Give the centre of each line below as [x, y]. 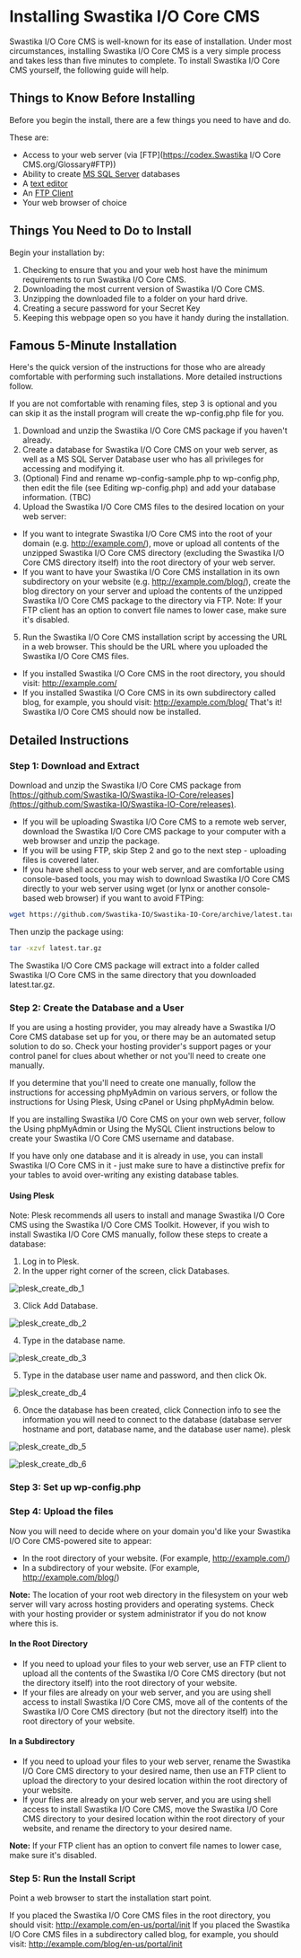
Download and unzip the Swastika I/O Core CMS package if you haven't [155, 431]
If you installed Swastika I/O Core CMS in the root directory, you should [154, 674]
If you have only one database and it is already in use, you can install [136, 1156]
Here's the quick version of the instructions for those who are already [138, 367]
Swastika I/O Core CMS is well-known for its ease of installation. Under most [150, 41]
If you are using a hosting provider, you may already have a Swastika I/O [142, 1028]
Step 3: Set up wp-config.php [75, 1487]
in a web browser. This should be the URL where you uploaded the [145, 647]
